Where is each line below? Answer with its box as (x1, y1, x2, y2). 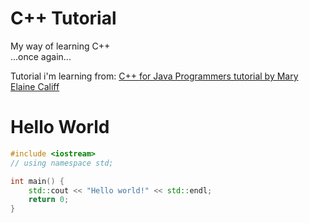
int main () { (10, 176, 65, 186)
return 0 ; (28, 195, 70, 205)
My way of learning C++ (10, 40, 111, 52)
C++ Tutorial (10, 7, 117, 30)
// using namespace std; (10, 158, 114, 168)
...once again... (10, 50, 72, 62)
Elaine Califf (10, 80, 60, 92)
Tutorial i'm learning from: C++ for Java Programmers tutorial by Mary (10, 70, 299, 82)
